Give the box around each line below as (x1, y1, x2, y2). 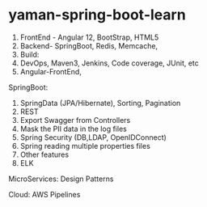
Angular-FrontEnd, (19, 66, 82, 76)
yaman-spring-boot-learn (8, 6, 186, 24)
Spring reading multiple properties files (19, 141, 151, 150)
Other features (19, 150, 70, 159)
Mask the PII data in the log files (19, 124, 127, 133)
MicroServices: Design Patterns (8, 174, 114, 184)
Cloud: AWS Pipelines (8, 189, 81, 199)
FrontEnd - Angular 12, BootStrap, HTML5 (19, 32, 159, 42)
